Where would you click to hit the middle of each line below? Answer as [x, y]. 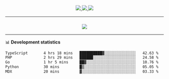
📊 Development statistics [33, 42]
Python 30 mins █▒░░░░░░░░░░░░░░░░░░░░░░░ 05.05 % [82, 67]
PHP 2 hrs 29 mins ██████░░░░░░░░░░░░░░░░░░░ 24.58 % [82, 57]
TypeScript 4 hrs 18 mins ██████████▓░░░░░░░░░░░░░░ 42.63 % [82, 53]
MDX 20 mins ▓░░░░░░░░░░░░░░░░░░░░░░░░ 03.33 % [82, 72]
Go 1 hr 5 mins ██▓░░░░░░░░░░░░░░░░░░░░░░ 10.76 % [82, 62]
